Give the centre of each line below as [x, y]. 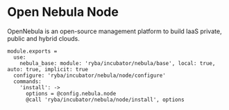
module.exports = [32, 51]
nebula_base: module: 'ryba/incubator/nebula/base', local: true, [118, 63]
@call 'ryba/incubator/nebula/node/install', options [105, 100]
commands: [27, 81]
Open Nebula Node [63, 12]
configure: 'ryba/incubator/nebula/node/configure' [90, 75]
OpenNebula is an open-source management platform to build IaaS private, [114, 31]
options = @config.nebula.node [71, 93]
